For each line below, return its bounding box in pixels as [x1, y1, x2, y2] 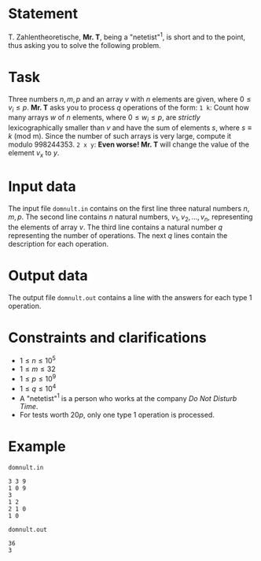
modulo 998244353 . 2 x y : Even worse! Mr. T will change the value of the [8, 139, 250, 150]
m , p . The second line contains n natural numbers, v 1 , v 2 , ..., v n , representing [8, 212, 253, 223]
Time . [19, 402, 39, 411]
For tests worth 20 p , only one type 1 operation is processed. [19, 411, 215, 420]
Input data [8, 178, 76, 195]
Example [8, 438, 66, 455]
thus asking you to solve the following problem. [8, 40, 161, 50]
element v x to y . [8, 148, 60, 159]
